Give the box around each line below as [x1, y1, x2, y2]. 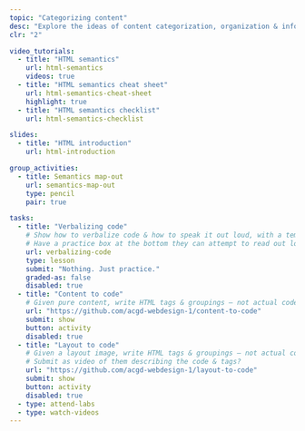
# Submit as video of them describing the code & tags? [25, 358, 242, 367]
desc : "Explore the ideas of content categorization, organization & [9, 22, 279, 31]
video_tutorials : [9, 46, 75, 55]
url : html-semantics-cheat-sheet [25, 88, 152, 98]
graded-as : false [25, 273, 92, 282]
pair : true [25, 197, 67, 207]
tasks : [9, 214, 34, 223]
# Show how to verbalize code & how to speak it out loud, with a [25, 230, 282, 240]
